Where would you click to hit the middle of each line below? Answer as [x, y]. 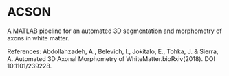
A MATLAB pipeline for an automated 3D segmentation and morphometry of [115, 31]
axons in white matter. [39, 38]
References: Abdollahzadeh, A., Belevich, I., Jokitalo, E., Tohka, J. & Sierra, [113, 51]
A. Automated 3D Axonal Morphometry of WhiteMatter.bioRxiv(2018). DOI [111, 58]
